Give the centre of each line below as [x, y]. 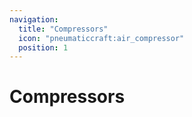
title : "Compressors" [63, 29]
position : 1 [43, 47]
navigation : [34, 19]
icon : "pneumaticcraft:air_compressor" [101, 38]
